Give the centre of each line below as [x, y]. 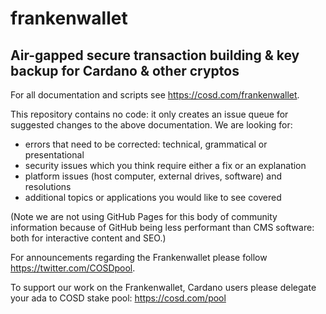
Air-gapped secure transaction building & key [155, 55]
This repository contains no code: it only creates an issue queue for [149, 114]
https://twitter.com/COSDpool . [73, 268]
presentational [54, 155]
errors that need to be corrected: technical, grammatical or [146, 144]
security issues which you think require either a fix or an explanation [165, 165]
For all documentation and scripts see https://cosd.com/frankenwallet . [155, 95]
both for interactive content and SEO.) [88, 238]
